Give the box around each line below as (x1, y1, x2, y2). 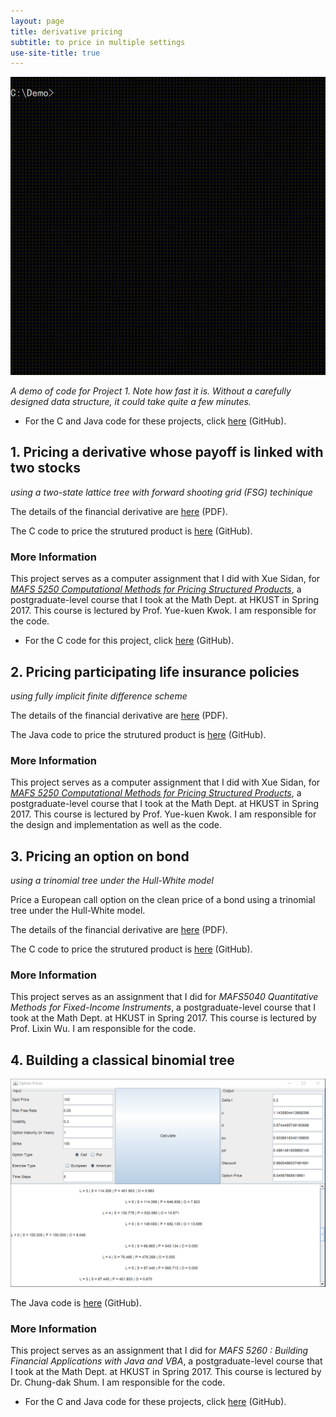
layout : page (10, 16, 65, 26)
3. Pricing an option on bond (10, 848, 190, 865)
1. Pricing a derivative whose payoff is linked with (10, 444, 324, 461)
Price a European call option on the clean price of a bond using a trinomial (10, 894, 316, 906)
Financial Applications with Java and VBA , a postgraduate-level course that (10, 1355, 323, 1367)
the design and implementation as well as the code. (10, 819, 223, 831)
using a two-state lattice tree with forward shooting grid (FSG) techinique (10, 486, 313, 498)
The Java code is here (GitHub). (10, 1296, 142, 1309)
